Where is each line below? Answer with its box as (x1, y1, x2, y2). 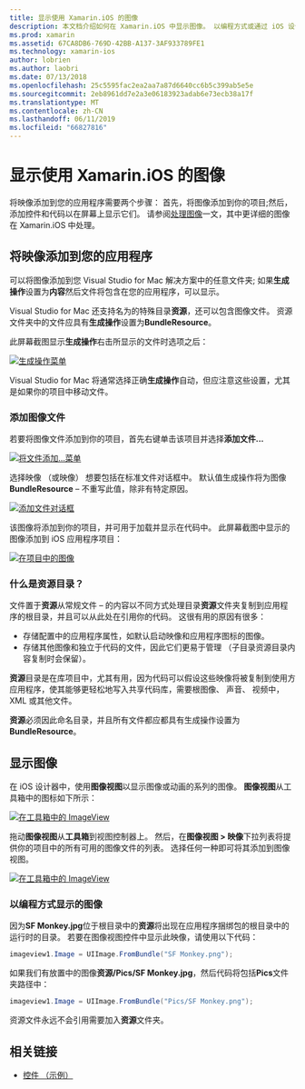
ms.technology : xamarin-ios (9, 47, 116, 56)
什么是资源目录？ (9, 577, 84, 590)
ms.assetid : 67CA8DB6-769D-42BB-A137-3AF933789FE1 (9, 38, 205, 48)
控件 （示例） (22, 1070, 74, 1081)
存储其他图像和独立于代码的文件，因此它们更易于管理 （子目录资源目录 (22, 642, 288, 653)
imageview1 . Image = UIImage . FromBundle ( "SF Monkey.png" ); (9, 950, 233, 959)
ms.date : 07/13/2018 (9, 73, 88, 82)
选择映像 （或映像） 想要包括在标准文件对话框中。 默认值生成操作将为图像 (9, 472, 287, 483)
